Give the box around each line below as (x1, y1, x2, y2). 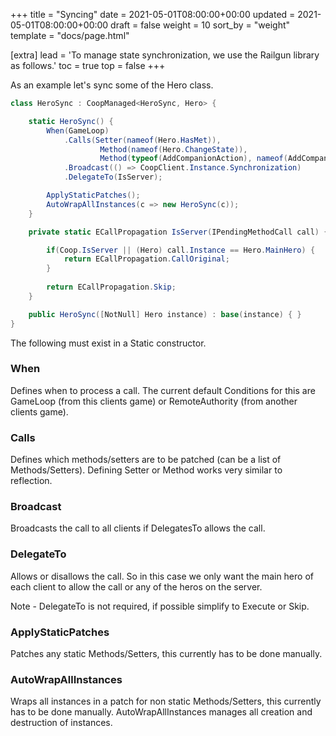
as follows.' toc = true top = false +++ (10, 60, 166, 71)
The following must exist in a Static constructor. (10, 337, 207, 349)
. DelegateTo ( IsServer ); (63, 172, 163, 183)
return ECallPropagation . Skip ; (46, 282, 177, 292)
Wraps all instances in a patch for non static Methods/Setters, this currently (10, 695, 322, 708)
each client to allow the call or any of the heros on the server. (10, 580, 263, 593)
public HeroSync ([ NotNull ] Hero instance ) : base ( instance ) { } (28, 309, 302, 319)
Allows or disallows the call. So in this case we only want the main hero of (10, 570, 314, 582)
